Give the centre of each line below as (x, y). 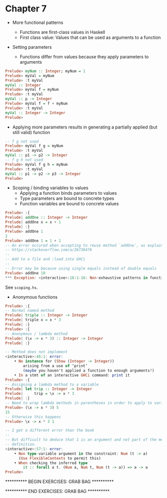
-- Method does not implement (37, 352)
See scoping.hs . (22, 287)
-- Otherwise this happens (33, 417)
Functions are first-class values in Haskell (62, 32)
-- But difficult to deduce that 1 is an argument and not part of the (81, 440)
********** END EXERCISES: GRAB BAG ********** (57, 492)
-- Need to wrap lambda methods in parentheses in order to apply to (79, 403)
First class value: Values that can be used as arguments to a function (90, 37)
